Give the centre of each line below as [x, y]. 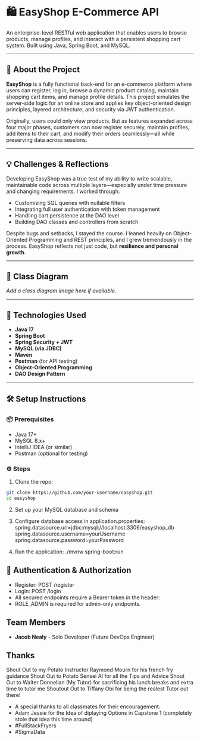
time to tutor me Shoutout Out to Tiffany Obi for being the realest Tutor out [97, 689]
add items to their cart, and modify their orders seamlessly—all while [90, 133]
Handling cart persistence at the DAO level [67, 215]
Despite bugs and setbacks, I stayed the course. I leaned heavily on [89, 233]
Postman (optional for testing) [51, 453]
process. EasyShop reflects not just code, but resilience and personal [92, 246]
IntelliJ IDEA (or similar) [43, 447]
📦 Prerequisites [30, 419]
